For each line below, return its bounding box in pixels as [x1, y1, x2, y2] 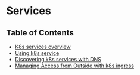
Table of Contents [6, 28, 74, 38]
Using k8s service [14, 50, 60, 57]
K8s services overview [14, 43, 71, 50]
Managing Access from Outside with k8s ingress [14, 62, 134, 69]
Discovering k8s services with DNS [14, 56, 101, 63]
